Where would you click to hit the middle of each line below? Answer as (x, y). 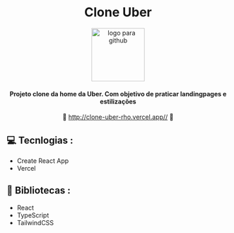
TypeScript (33, 215)
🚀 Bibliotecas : (39, 191)
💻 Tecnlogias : (40, 140)
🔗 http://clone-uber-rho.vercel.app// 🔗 (118, 117)
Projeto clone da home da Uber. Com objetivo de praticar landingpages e (118, 93)
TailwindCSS (35, 222)
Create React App (43, 161)
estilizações (118, 101)
